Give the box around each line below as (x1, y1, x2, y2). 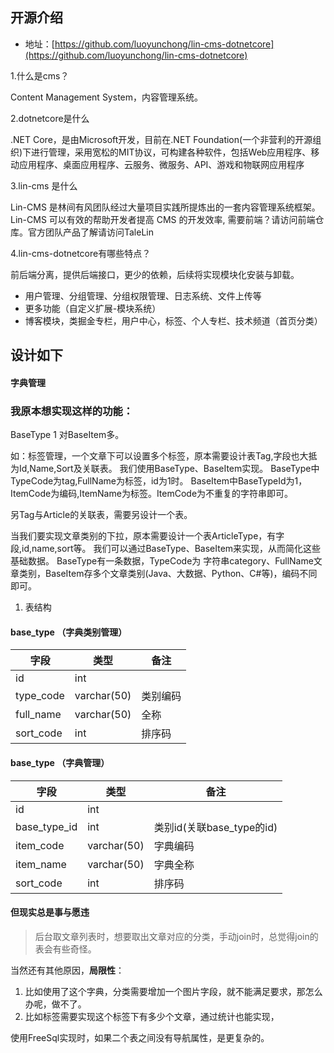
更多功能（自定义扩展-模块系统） (24, 302, 162, 314)
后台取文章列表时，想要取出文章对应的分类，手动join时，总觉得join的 (34, 930, 319, 942)
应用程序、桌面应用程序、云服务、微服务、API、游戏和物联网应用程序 (18, 158, 305, 170)
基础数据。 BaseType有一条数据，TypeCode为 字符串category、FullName (10, 555, 314, 567)
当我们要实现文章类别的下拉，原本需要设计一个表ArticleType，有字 (10, 530, 285, 542)
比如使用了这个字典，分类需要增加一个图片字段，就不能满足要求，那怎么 (24, 985, 323, 997)
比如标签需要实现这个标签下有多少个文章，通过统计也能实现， (24, 1010, 280, 1022)
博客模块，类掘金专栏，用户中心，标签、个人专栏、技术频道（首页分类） (24, 314, 323, 327)
